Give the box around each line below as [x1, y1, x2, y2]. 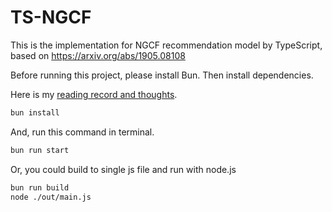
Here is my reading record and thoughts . [10, 88, 178, 100]
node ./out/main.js [10, 192, 92, 202]
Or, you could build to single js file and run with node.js [10, 163, 237, 175]
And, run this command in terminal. [10, 126, 155, 138]
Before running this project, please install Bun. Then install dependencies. [10, 69, 314, 81]
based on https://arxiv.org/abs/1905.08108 [10, 49, 186, 61]
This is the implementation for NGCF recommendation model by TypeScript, [10, 39, 323, 51]
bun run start [10, 145, 70, 155]
